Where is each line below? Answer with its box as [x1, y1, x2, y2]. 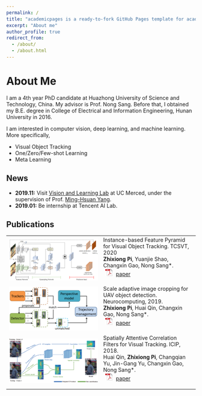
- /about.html [11, 48, 47, 54]
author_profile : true [6, 29, 61, 35]
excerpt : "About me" [6, 22, 58, 28]
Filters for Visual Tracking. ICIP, [103, 340, 181, 348]
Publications [6, 219, 55, 230]
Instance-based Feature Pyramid [103, 236, 185, 243]
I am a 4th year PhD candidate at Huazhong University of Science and [6, 94, 180, 102]
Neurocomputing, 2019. [103, 298, 164, 305]
